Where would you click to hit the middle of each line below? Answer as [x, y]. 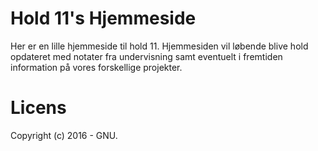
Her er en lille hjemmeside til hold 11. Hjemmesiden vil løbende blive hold [159, 46]
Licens [38, 108]
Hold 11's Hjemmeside [103, 18]
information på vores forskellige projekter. [96, 67]
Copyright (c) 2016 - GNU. [64, 135]
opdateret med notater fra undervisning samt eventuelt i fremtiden [146, 56]
